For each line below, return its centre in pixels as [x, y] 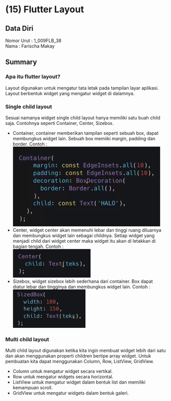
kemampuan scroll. [33, 388]
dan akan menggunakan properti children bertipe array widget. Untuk [78, 356]
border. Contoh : [30, 144]
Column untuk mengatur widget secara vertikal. [63, 371]
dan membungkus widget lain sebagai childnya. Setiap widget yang [83, 235]
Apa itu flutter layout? [33, 77]
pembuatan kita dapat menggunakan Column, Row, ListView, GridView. [80, 362]
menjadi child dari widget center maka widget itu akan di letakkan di [84, 241]
